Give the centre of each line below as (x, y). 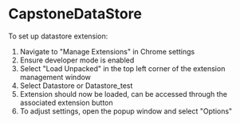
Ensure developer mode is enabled (77, 60)
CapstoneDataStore (75, 14)
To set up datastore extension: (58, 36)
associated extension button (66, 102)
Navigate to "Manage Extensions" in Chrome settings (107, 51)
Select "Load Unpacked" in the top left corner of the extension (122, 68)
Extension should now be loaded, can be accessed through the (123, 94)
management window (55, 77)
